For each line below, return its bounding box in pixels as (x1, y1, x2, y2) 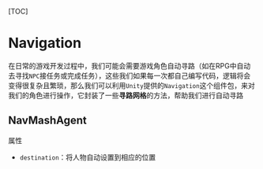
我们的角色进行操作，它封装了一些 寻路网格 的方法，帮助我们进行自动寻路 (8, 90, 243, 100)
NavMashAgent (8, 114, 87, 127)
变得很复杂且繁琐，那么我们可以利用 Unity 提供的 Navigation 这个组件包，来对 (8, 80, 255, 90)
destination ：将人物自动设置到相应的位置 (19, 152, 156, 162)
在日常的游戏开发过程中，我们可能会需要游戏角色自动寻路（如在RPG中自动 (8, 61, 251, 70)
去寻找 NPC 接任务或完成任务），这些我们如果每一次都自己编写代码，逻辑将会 (8, 71, 251, 80)
